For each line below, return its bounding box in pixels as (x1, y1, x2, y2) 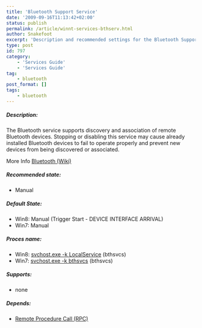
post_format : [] (6, 82, 47, 88)
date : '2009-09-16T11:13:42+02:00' (6, 14, 96, 20)
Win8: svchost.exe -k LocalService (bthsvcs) (14, 250, 126, 258)
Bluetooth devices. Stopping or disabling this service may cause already (6, 133, 185, 140)
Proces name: (6, 235, 42, 243)
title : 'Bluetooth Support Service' (6, 8, 98, 15)
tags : (6, 87, 20, 93)
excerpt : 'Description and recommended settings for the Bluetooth (6, 37, 179, 43)
